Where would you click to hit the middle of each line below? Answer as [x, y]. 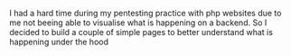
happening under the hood [59, 42]
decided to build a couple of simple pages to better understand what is [141, 32]
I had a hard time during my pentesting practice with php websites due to [145, 13]
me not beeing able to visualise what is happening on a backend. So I [138, 23]
